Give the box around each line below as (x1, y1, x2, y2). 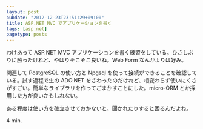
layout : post (6, 8, 39, 15)
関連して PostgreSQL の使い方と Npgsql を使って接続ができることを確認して (6, 69, 198, 76)
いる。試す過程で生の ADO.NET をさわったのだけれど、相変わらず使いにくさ (6, 77, 197, 84)
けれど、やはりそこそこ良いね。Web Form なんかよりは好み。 (32, 56, 187, 64)
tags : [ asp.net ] (6, 25, 47, 32)
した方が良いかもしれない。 (11, 92, 81, 99)
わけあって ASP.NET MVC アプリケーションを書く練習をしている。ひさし (6, 49, 188, 56)
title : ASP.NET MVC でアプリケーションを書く (6, 20, 112, 26)
